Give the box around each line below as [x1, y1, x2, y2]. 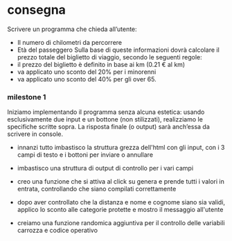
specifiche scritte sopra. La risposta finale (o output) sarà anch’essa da [7, 123, 210, 131]
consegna [7, 2, 66, 18]
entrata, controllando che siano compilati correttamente [17, 185, 177, 193]
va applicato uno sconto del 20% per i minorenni [17, 68, 157, 76]
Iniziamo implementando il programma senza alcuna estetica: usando [7, 108, 205, 116]
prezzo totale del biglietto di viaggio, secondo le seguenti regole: [17, 52, 202, 61]
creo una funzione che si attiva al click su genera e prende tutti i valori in [17, 177, 225, 186]
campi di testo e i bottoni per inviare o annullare [17, 151, 154, 159]
